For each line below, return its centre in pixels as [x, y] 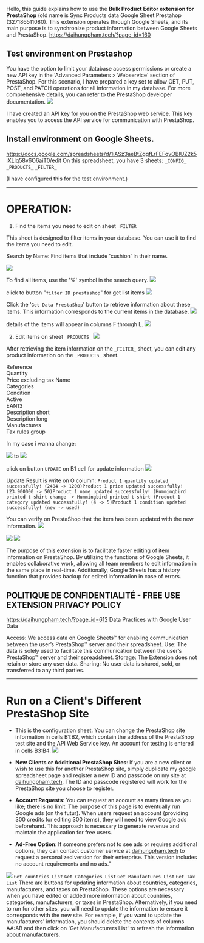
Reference [19, 367]
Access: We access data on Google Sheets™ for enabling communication [97, 638]
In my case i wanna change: [41, 443]
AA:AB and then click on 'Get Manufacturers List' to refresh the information [100, 928]
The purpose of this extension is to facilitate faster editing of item [88, 550]
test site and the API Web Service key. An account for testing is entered [104, 744]
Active [14, 399]
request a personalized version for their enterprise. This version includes [106, 857]
